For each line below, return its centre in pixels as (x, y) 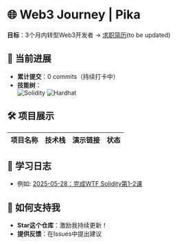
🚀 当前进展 (29, 59)
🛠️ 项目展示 (31, 116)
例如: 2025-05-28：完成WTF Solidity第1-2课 (80, 184)
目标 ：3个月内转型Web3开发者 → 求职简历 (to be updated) (89, 35)
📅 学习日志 (29, 166)
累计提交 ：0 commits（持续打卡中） (68, 76)
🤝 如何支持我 (34, 207)
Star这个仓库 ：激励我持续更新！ (62, 225)
